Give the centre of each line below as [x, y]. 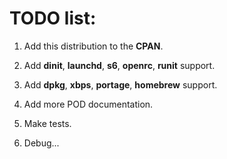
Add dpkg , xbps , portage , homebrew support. [120, 84]
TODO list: [53, 18]
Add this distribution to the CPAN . [93, 46]
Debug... [41, 143]
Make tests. [47, 123]
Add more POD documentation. [88, 104]
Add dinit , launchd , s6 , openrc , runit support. [119, 65]
